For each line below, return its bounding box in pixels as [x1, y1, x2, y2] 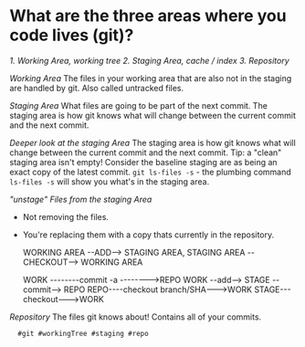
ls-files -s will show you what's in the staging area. [9, 175, 210, 187]
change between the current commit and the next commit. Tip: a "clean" [9, 147, 282, 158]
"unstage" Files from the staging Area [9, 194, 152, 205]
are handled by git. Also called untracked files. [9, 82, 184, 93]
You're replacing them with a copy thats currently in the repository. [22, 229, 275, 240]
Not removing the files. [22, 211, 110, 222]
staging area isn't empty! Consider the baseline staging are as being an [9, 156, 278, 167]
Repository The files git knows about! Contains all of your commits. [9, 311, 262, 322]
